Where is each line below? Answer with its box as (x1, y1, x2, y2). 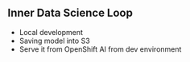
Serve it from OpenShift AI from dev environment (19, 44, 182, 54)
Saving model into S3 (19, 36, 90, 45)
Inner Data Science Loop (7, 6, 134, 20)
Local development (19, 27, 84, 37)
